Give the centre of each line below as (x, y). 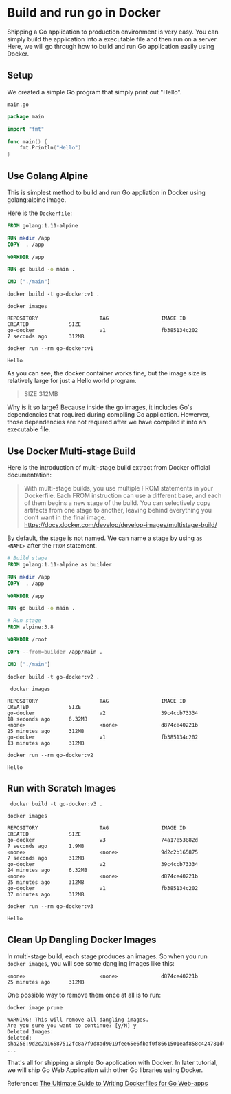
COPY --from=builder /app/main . (55, 652)
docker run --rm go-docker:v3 (51, 907)
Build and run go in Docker (84, 13)
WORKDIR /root (27, 639)
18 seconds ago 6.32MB (47, 719)
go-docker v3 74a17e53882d (102, 840)
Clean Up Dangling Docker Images (82, 939)
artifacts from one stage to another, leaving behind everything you (118, 510)
